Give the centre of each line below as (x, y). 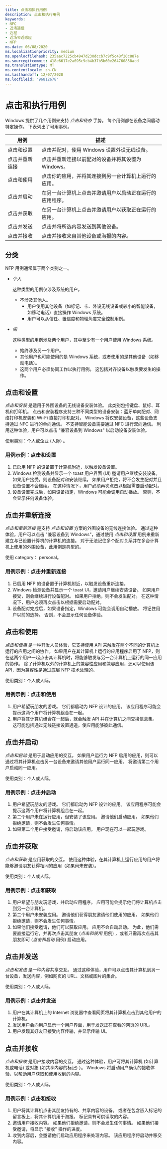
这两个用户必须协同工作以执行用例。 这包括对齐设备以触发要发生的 (88, 369)
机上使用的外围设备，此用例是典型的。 (44, 547)
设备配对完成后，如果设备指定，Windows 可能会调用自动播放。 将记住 (84, 608)
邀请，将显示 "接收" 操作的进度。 (50, 1129)
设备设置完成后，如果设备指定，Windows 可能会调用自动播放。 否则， (84, 492)
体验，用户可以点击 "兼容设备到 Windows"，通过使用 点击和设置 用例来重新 (82, 535)
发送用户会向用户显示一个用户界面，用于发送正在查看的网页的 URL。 (83, 1025)
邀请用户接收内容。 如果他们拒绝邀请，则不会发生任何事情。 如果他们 (83, 1123)
